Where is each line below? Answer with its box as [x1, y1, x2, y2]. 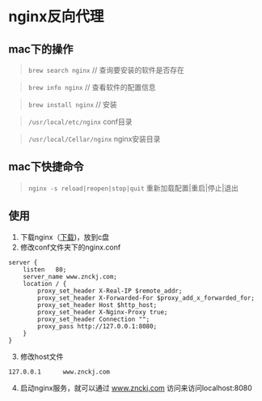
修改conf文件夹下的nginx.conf [19, 242, 121, 252]
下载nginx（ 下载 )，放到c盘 [19, 232, 110, 241]
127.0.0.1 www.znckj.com [8, 368, 111, 376]
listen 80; [23, 265, 67, 274]
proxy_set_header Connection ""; [37, 315, 150, 323]
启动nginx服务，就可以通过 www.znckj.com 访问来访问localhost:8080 [19, 382, 252, 393]
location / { [23, 279, 67, 288]
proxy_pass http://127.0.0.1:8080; [37, 322, 158, 331]
